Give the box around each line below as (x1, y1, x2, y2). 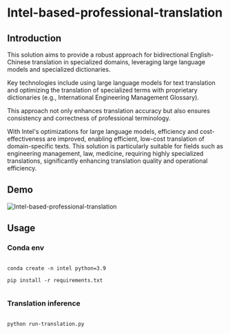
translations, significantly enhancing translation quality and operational (7, 157, 208, 165)
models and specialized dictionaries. (7, 66, 111, 73)
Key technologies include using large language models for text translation (7, 79, 216, 87)
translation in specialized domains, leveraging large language (32, 58, 205, 66)
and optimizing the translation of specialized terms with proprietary (7, 86, 198, 94)
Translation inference (7, 299, 81, 308)
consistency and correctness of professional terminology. (7, 114, 171, 122)
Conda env (7, 243, 45, 253)
